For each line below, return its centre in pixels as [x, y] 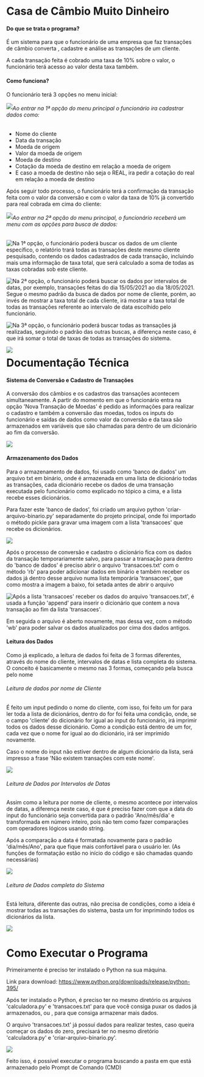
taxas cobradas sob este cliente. [47, 269]
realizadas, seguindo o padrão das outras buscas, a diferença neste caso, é [101, 332]
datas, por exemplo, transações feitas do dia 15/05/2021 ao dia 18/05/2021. [100, 287]
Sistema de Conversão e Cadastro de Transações [70, 380]
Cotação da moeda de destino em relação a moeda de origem [93, 166]
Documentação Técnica [68, 363]
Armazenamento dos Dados [42, 458]
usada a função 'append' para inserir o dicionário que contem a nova [93, 603]
